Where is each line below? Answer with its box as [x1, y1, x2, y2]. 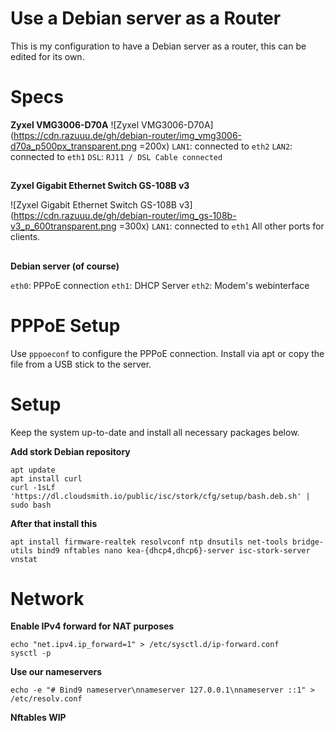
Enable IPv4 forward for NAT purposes [10, 620, 175, 632]
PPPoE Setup [10, 314, 121, 337]
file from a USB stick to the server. [10, 358, 152, 370]
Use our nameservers [10, 666, 103, 678]
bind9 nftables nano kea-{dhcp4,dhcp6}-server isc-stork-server [36, 545, 311, 556]
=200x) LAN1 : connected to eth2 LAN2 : [139, 140, 293, 152]
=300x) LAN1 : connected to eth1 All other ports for [118, 220, 325, 232]
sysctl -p [10, 648, 52, 659]
